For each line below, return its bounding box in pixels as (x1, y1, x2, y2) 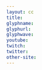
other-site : (6, 54, 37, 60)
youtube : (6, 37, 29, 43)
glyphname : (6, 20, 34, 26)
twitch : (6, 43, 26, 49)
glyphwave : (6, 32, 34, 38)
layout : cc (6, 9, 34, 15)
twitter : (6, 49, 29, 55)
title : (6, 15, 23, 21)
